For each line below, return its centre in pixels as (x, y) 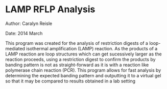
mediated (15, 48)
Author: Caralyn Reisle (29, 23)
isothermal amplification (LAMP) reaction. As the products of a (92, 48)
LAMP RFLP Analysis (50, 9)
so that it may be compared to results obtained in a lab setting (70, 81)
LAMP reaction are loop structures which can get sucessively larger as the (83, 54)
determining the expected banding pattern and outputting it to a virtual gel (83, 75)
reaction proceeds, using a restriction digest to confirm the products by (80, 59)
